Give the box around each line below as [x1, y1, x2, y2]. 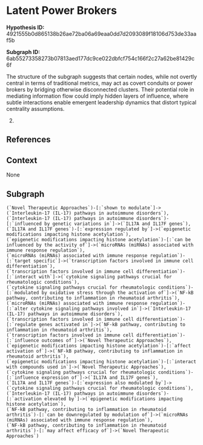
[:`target [6, 258, 32, 264]
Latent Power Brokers [6, 4, 117, 18]
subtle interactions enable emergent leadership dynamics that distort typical [6, 98, 197, 106]
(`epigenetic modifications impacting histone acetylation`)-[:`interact [6, 358, 197, 364]
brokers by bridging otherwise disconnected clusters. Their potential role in [6, 85, 195, 93]
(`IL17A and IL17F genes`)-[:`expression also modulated [6, 380, 153, 386]
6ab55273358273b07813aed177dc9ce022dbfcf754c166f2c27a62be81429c [6, 55, 195, 62]
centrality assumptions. [6, 105, 65, 112]
